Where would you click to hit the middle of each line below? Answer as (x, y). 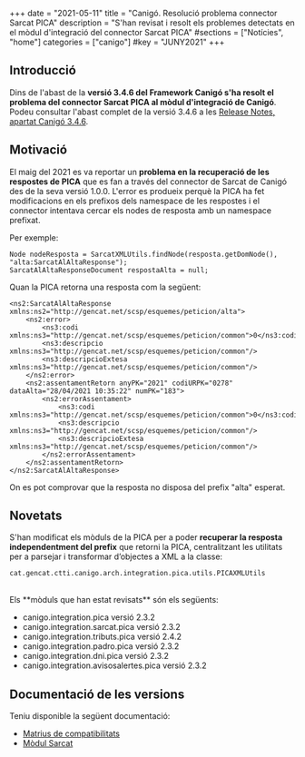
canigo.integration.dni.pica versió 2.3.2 (96, 656)
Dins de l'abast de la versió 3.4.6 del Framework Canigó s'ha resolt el (142, 92)
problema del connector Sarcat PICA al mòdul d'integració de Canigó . (143, 102)
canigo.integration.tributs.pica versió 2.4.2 (102, 637)
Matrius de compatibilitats (71, 733)
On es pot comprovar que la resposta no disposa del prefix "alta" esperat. (148, 487)
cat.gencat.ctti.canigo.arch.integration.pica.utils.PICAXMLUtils (138, 574)
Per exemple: (34, 237)
